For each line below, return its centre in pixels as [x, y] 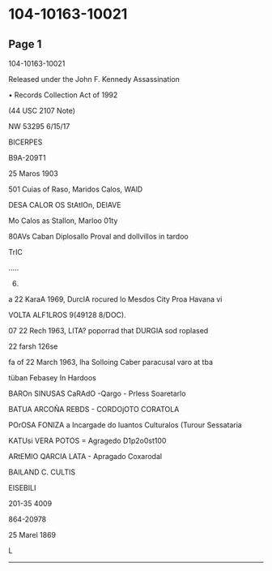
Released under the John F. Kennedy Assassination [94, 79]
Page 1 [25, 44]
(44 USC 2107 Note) [42, 111]
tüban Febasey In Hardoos [53, 378]
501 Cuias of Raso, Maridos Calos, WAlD [76, 189]
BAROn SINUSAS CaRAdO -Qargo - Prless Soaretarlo [97, 393]
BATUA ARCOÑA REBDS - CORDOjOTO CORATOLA [94, 409]
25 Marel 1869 [32, 535]
